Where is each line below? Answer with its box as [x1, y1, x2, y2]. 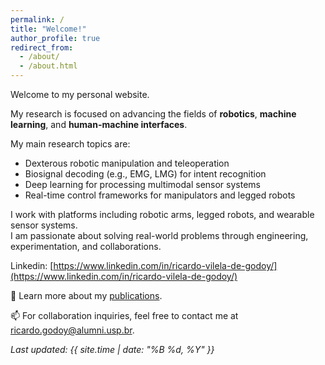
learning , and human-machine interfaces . [10, 119, 188, 130]
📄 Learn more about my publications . [10, 290, 163, 301]
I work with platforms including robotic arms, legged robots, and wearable [10, 209, 315, 220]
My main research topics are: [10, 138, 131, 150]
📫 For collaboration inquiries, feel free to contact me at [10, 310, 239, 321]
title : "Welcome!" [10, 24, 87, 34]
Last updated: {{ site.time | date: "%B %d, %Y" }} [10, 344, 215, 355]
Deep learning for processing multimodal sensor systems [24, 179, 261, 190]
